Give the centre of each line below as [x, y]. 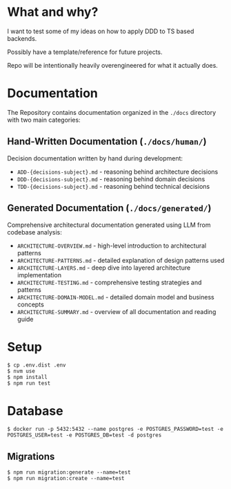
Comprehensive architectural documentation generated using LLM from [109, 225]
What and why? [53, 12]
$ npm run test [29, 384]
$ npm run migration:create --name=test [66, 479]
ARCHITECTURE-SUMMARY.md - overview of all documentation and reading [117, 311]
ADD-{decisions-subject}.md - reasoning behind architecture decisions [118, 172]
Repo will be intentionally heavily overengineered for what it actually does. [113, 65]
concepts [31, 304]
